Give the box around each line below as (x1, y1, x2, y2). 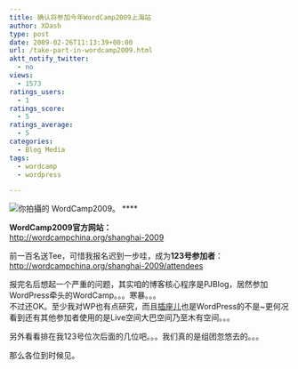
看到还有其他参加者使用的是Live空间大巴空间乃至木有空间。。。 (9, 312, 236, 323)
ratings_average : (9, 121, 74, 130)
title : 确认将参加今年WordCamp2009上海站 (9, 12, 151, 22)
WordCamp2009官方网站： (9, 222, 112, 233)
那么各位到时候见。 (9, 350, 80, 361)
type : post (9, 29, 50, 38)
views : (9, 71, 34, 80)
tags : (9, 153, 29, 163)
